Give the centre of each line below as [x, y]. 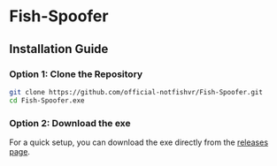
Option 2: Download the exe [70, 123]
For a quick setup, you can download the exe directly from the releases [138, 142]
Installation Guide [59, 49]
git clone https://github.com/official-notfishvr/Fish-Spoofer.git [136, 92]
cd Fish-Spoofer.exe [47, 100]
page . [20, 151]
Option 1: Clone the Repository [76, 74]
